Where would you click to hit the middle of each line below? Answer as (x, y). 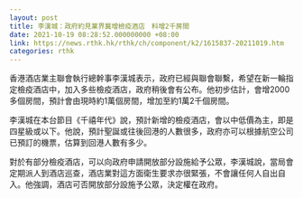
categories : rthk (42, 52)
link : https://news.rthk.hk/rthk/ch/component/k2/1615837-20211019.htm (147, 43)
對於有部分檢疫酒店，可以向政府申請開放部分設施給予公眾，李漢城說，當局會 (151, 162)
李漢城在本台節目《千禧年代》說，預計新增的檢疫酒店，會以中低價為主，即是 (151, 120)
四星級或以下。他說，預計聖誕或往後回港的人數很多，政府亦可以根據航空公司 (151, 131)
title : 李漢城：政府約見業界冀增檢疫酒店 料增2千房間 (99, 26)
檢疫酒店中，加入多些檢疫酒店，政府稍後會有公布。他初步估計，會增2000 (153, 90)
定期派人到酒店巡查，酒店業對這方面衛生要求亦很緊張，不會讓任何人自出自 (147, 174)
